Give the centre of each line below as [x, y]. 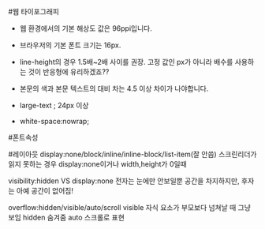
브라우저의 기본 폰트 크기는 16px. [70, 45]
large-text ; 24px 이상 [54, 105]
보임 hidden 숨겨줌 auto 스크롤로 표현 [66, 217]
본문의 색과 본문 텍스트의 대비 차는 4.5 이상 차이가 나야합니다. [114, 88]
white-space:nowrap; [54, 121]
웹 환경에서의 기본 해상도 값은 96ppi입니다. [86, 28]
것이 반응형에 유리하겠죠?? [69, 72]
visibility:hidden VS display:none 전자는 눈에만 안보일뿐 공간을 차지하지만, [124, 181]
